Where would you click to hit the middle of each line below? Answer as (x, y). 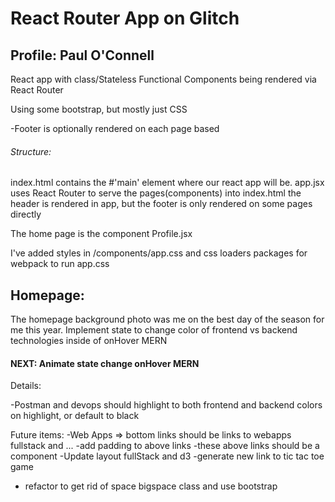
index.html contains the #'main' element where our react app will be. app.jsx (167, 183)
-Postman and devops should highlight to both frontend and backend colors (166, 405)
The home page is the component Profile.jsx (101, 234)
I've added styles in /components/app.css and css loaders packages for (159, 253)
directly (26, 214)
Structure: (31, 151)
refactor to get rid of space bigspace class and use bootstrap (151, 486)
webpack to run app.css (60, 264)
